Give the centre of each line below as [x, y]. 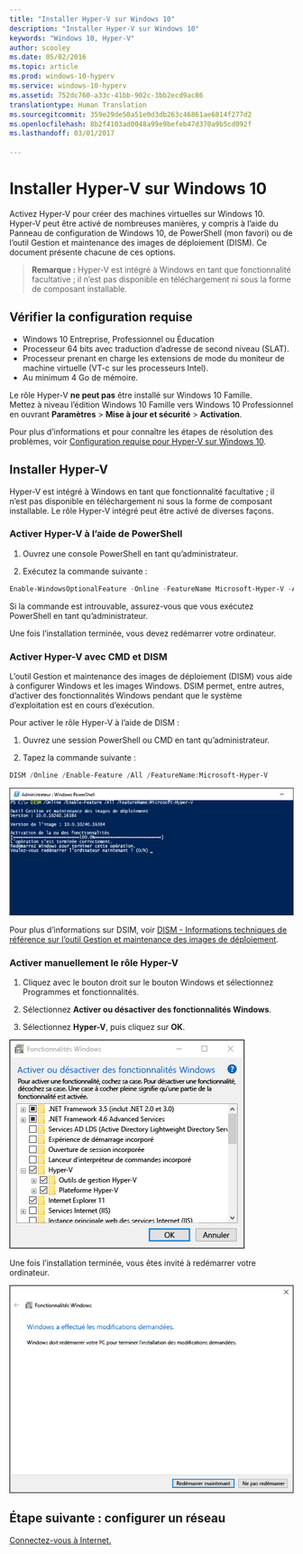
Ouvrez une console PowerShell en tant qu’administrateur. [130, 553]
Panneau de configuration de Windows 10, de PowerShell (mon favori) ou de [151, 233]
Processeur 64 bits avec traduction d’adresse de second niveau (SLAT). [156, 349]
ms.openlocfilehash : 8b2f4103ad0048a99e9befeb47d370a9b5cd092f [131, 124]
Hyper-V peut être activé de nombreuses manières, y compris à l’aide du [144, 223]
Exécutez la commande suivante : [85, 571]
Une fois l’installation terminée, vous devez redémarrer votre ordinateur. [143, 633]
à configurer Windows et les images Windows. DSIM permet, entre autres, [147, 686]
